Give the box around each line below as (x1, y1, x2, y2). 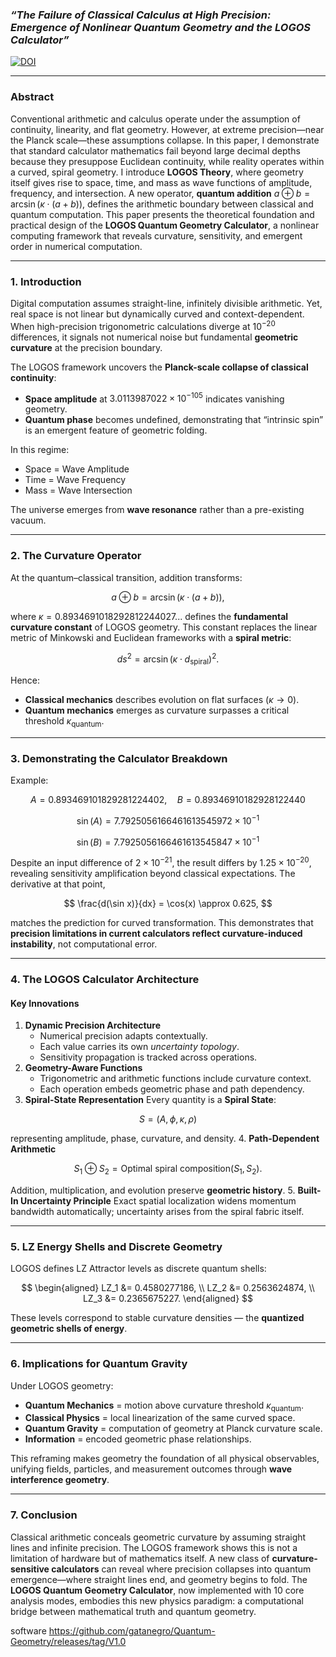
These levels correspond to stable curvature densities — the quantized (10, 1312, 305, 1324)
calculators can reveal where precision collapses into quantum (51, 1563, 312, 1575)
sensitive (10, 1563, 50, 1575)
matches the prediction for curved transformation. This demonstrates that (10, 917, 314, 929)
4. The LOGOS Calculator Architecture (10, 972, 200, 986)
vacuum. (10, 514, 47, 527)
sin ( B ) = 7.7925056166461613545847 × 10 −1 (76, 834, 260, 848)
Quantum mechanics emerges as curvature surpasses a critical (24, 704, 290, 716)
